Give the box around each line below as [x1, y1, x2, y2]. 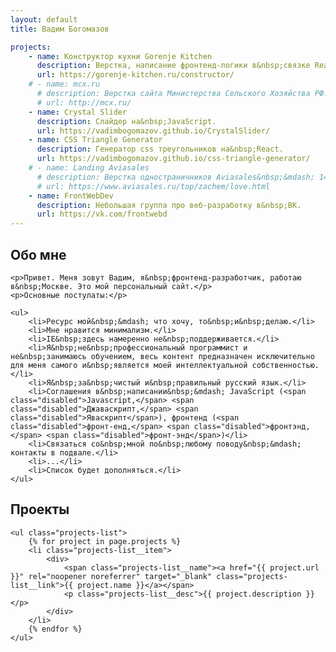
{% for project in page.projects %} [28, 536, 182, 546]
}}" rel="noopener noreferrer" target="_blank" [10, 571, 213, 581]
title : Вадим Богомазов [10, 24, 110, 34]
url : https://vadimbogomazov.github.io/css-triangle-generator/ [36, 154, 311, 164]
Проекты [10, 501, 70, 518]
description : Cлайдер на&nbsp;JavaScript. [36, 116, 217, 126]
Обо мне [10, 246, 67, 263]
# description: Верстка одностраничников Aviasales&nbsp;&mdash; [36, 172, 315, 182]
